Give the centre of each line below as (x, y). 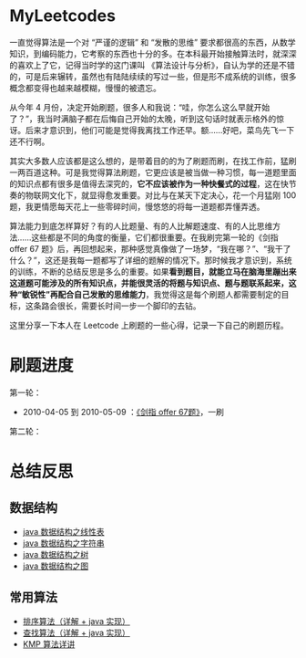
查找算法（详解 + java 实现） (76, 632)
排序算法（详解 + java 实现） (76, 621)
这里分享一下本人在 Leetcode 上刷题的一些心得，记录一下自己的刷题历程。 (149, 325)
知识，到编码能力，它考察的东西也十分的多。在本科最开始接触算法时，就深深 (153, 53)
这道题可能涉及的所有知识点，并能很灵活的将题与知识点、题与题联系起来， (149, 283)
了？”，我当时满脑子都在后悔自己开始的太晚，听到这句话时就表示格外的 (143, 119)
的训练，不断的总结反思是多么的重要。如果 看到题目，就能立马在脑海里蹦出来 (153, 271)
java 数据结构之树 (56, 554)
